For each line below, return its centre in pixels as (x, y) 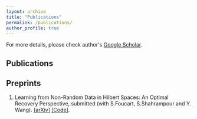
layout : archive (26, 11)
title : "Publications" (34, 17)
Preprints (24, 83)
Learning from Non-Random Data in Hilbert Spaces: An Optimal (92, 97)
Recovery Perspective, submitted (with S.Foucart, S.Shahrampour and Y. (103, 104)
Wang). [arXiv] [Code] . (42, 110)
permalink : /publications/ (39, 22)
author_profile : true (33, 28)
